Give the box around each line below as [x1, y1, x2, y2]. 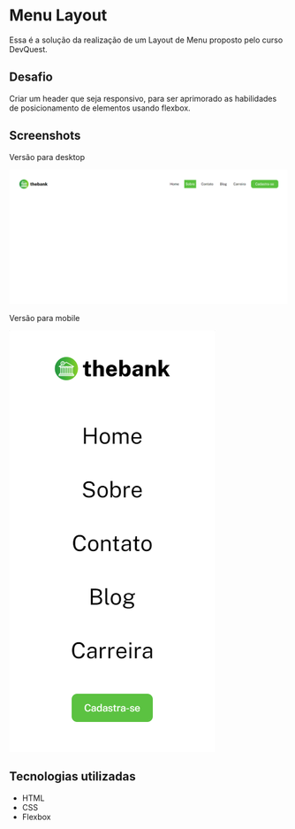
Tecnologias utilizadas [9, 769, 136, 784]
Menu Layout [9, 5, 108, 26]
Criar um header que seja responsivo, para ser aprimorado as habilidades [9, 93, 277, 104]
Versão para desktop [9, 151, 86, 162]
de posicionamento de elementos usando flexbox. [9, 103, 192, 113]
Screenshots [9, 128, 81, 143]
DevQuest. [9, 43, 49, 54]
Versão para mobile [9, 312, 80, 323]
